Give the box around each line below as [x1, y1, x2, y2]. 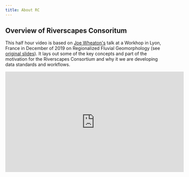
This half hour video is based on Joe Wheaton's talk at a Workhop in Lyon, [5, 40, 161, 46]
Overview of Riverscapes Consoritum [5, 27, 127, 35]
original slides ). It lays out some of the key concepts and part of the [5, 50, 147, 57]
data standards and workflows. [5, 62, 70, 68]
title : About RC [5, 7, 40, 13]
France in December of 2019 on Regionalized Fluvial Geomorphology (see [5, 45, 160, 52]
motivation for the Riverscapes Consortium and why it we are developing [5, 56, 158, 62]
